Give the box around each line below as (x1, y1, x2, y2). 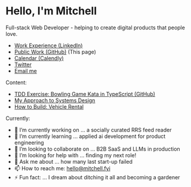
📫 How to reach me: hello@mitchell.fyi (14, 164, 111, 171)
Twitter (14, 61, 32, 68)
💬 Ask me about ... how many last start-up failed (14, 158, 133, 165)
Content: (5, 79, 27, 86)
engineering (14, 139, 44, 146)
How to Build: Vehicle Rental (14, 103, 84, 110)
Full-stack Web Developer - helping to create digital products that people (5, 24, 186, 31)
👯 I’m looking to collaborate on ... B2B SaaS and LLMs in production (14, 145, 180, 152)
